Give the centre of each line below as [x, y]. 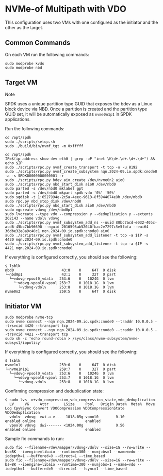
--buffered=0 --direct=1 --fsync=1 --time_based [77, 469]
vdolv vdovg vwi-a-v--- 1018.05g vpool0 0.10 [67, 417]
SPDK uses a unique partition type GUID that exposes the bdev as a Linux [79, 103]
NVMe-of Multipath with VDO [66, 9]
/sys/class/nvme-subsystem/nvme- [106, 339]
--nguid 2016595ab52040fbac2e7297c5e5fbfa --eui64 [96, 227]
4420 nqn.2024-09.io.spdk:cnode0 [39, 239]
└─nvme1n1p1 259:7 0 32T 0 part [61, 369]
